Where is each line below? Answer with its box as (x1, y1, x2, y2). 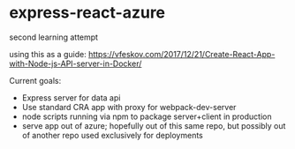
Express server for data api (21, 92, 121, 103)
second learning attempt (9, 32, 99, 42)
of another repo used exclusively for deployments (21, 130, 203, 140)
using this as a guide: (9, 48, 87, 59)
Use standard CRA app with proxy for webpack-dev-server (21, 101, 237, 112)
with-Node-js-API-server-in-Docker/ (9, 58, 142, 69)
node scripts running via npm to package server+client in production (21, 111, 272, 122)
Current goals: (9, 75, 62, 86)
